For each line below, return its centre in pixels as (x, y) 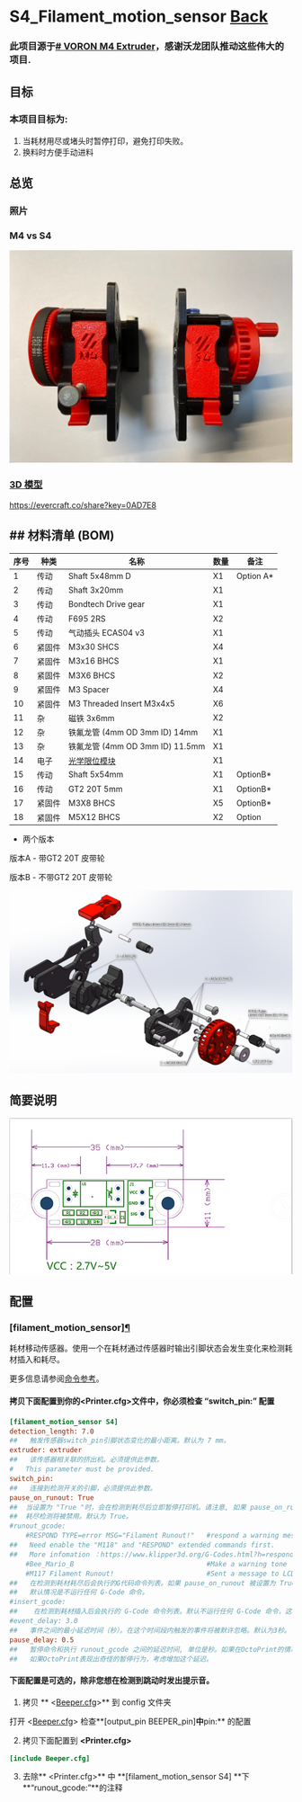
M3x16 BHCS (94, 661)
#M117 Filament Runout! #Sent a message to (152, 1574)
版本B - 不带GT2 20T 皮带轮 (61, 878)
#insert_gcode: (38, 1602)
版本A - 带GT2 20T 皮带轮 (57, 858)
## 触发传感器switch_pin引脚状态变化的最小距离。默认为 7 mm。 (120, 1441)
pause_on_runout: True (52, 1498)
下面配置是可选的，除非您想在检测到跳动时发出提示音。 (111, 1680)
